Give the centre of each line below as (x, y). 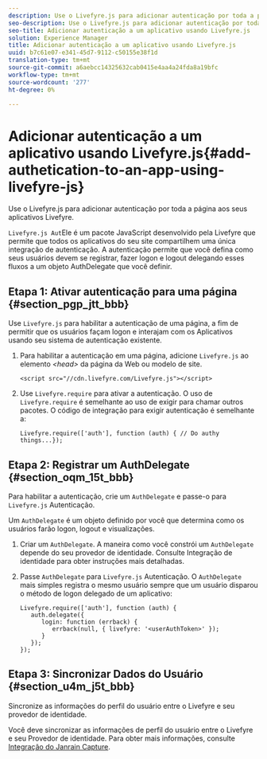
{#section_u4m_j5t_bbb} (72, 687)
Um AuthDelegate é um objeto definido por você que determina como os (126, 520)
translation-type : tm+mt (49, 61)
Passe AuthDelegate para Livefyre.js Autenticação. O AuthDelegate (131, 576)
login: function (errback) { (89, 622)
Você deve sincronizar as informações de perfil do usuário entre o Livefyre (131, 730)
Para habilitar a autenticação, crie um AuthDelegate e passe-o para (117, 496)
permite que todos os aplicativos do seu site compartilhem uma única (122, 241)
